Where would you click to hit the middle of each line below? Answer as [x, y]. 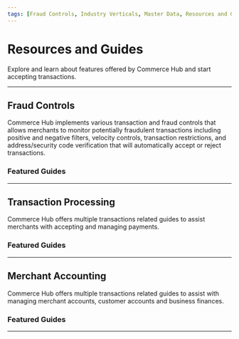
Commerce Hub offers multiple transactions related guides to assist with [113, 293]
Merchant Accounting [57, 276]
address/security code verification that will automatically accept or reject [115, 145]
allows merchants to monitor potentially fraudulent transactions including [114, 130]
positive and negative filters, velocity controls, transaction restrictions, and [117, 138]
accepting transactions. [42, 76]
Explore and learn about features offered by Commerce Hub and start [109, 69]
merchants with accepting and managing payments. [84, 227]
